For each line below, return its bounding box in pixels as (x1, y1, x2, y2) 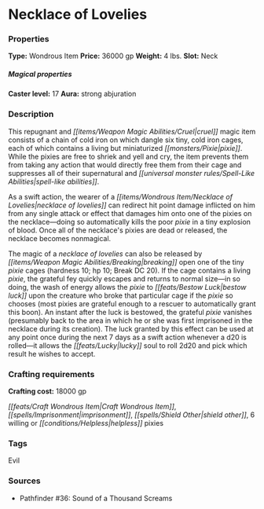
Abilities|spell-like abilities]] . (8, 177, 100, 186)
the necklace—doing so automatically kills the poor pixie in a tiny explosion (8, 217, 251, 226)
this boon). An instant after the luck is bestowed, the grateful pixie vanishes (8, 307, 253, 317)
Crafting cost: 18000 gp (8, 386, 87, 396)
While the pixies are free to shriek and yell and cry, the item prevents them (8, 152, 249, 161)
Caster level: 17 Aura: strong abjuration (8, 89, 137, 99)
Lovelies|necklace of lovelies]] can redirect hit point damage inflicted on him (8, 200, 255, 210)
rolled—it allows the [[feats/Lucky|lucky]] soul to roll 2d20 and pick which (8, 340, 247, 350)
